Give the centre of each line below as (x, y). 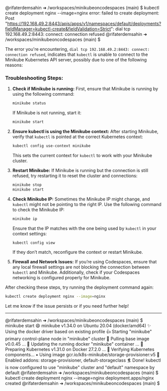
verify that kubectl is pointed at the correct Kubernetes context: (78, 137)
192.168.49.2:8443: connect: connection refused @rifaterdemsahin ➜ (76, 34)
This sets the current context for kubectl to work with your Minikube (82, 155)
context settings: (30, 233)
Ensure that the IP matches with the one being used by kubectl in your (84, 228)
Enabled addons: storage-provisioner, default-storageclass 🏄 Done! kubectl (83, 360)
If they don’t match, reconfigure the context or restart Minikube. (78, 252)
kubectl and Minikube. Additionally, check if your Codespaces (76, 272)
